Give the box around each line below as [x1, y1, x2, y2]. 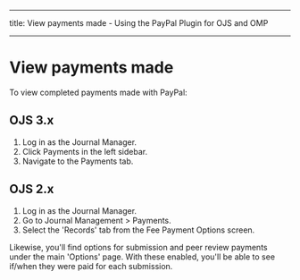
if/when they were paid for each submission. [9, 260, 173, 271]
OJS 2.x [9, 182, 54, 197]
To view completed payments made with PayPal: [9, 87, 187, 98]
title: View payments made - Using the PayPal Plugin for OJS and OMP [9, 18, 269, 28]
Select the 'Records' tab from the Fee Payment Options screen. [21, 225, 255, 235]
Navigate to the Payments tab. [21, 156, 134, 166]
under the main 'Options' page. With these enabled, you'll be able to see [9, 251, 275, 262]
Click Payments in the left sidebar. [21, 146, 148, 157]
